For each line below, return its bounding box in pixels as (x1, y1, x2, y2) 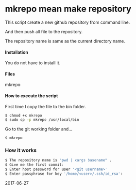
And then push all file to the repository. (5, 29, 83, 34)
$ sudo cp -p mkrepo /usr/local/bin (5, 117, 79, 122)
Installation (5, 49, 28, 55)
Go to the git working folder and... (5, 126, 73, 132)
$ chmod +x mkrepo (5, 113, 42, 118)
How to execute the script (5, 93, 58, 99)
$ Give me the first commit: (5, 162, 64, 167)
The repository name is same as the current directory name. (5, 38, 125, 44)
